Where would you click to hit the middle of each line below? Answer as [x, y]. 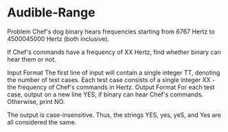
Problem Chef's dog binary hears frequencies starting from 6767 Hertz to [111, 31]
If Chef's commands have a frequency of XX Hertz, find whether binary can [114, 52]
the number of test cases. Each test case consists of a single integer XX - [111, 79]
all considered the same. [42, 122]
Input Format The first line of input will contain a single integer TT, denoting [114, 72]
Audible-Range [51, 13]
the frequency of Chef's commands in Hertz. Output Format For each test [111, 87]
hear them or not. [32, 59]
